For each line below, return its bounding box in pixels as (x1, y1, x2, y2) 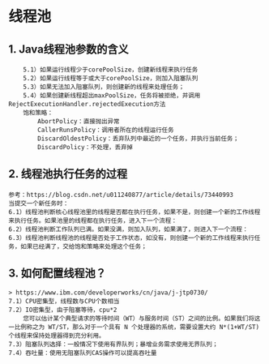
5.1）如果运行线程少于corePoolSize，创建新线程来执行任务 (23, 66, 199, 74)
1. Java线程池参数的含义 (8, 42, 130, 56)
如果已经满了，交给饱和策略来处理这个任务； (19, 242, 147, 251)
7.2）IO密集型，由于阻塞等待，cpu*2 (8, 306, 117, 314)
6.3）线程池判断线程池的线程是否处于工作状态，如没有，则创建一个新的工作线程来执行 (8, 233, 255, 242)
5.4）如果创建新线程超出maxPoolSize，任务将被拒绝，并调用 (23, 92, 201, 100)
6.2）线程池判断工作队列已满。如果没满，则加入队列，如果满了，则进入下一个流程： (8, 225, 249, 233)
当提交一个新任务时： (8, 199, 69, 208)
